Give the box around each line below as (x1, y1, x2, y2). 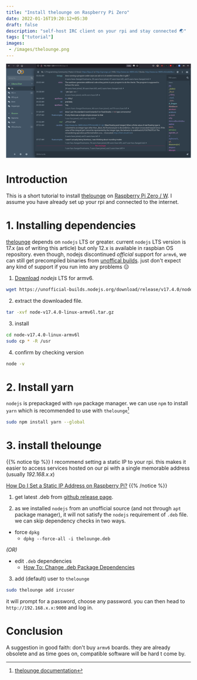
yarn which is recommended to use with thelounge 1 (6, 406, 130, 414)
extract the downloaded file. (14, 298, 83, 305)
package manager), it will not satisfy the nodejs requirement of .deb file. (14, 511, 189, 518)
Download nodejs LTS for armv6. (14, 275, 94, 282)
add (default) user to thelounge (14, 575, 90, 582)
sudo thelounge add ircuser (6, 587, 75, 593)
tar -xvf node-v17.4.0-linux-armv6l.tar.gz (6, 309, 114, 316)
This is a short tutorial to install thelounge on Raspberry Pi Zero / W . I (6, 192, 172, 199)
